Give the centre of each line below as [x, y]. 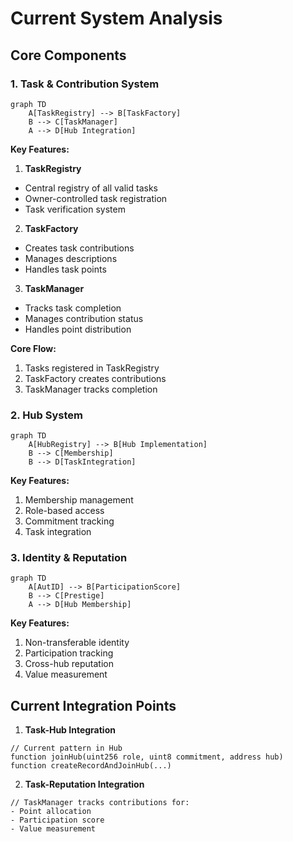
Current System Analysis [116, 18]
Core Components [68, 55]
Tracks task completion [73, 308]
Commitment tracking [69, 521]
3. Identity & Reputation [69, 558]
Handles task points [65, 269]
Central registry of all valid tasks [91, 188]
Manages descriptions [71, 258]
